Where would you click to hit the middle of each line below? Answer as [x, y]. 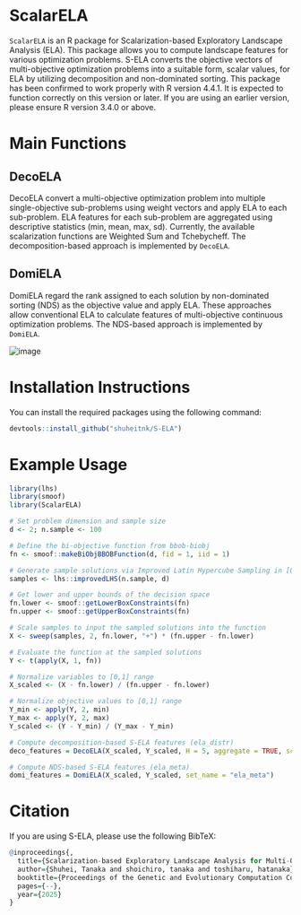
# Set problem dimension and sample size [88, 521]
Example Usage [69, 464]
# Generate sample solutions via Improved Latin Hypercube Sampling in [146, 571]
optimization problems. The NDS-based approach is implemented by [136, 324]
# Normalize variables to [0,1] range [82, 677]
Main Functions [68, 144]
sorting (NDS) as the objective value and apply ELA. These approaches [140, 305]
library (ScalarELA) [46, 505]
